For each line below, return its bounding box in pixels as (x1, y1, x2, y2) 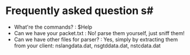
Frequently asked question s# (5, 4, 154, 18)
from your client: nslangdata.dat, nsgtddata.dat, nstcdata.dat (13, 42, 161, 49)
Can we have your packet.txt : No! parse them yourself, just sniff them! (13, 29, 185, 36)
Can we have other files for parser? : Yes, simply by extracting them (13, 36, 178, 43)
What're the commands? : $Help (13, 23, 93, 30)
